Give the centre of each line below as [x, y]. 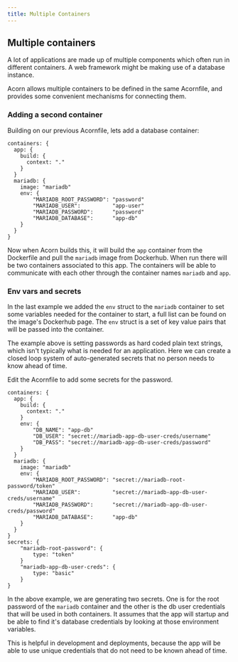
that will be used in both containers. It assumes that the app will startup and [118, 614]
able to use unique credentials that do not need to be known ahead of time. [117, 651]
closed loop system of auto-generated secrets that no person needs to [111, 358]
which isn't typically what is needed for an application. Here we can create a [119, 351]
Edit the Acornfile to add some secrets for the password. [90, 380]
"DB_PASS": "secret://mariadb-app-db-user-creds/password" [122, 443]
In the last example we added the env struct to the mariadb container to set [116, 307]
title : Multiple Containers [49, 14]
